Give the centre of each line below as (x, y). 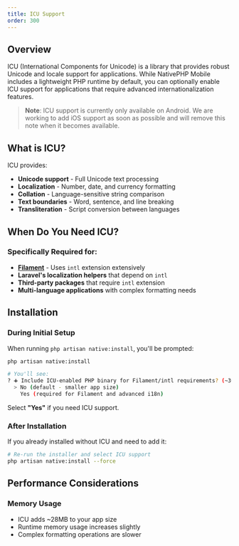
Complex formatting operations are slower (79, 534)
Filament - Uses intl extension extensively (81, 267)
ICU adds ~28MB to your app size (67, 519)
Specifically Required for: (52, 252)
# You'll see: (28, 374)
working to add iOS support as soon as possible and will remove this (125, 118)
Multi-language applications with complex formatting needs (107, 290)
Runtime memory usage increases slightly (79, 527)
